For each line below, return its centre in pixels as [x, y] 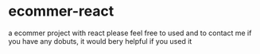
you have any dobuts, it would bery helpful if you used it [100, 41]
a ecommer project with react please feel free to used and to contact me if [130, 33]
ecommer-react [61, 11]
